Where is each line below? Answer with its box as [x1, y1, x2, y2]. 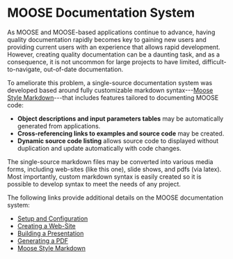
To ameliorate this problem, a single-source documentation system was [7, 78, 213, 87]
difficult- [202, 57, 227, 66]
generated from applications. [17, 121, 101, 130]
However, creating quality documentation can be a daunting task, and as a [7, 50, 220, 59]
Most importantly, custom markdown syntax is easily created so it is [7, 172, 202, 181]
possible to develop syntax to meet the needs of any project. [7, 179, 181, 188]
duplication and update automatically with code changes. [17, 144, 182, 152]
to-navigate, [7, 65, 42, 73]
